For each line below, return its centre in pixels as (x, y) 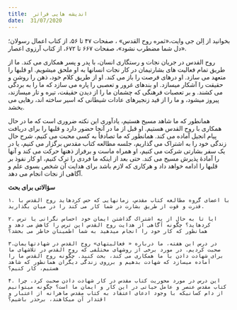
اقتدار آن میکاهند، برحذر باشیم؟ (57, 299)
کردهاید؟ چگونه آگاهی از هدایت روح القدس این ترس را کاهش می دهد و (110, 225)
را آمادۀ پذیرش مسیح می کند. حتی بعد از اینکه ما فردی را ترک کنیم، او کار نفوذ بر (114, 158)
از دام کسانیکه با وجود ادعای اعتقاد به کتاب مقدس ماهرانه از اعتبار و (116, 293)
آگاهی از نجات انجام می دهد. (46, 173)
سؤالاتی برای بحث (32, 187)
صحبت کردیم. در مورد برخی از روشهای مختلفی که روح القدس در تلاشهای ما (114, 249)
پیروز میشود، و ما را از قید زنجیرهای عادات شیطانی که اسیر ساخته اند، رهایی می (114, 99)
